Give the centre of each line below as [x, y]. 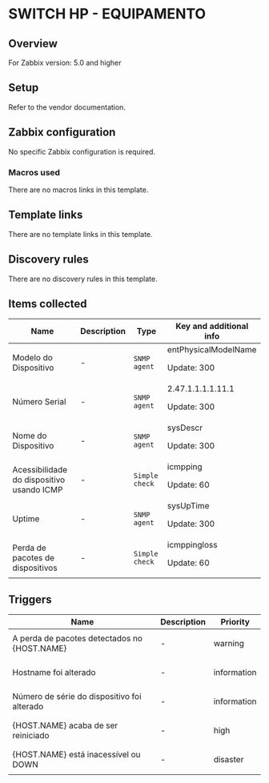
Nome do [30, 436]
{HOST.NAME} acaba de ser [65, 725]
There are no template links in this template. [81, 234]
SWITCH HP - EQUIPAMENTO [107, 14]
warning [229, 644]
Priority [235, 622]
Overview [33, 44]
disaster [229, 760]
